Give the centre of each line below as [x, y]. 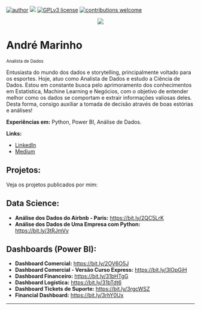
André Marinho [44, 45]
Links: [14, 133]
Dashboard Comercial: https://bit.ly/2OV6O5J [72, 263]
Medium [25, 151]
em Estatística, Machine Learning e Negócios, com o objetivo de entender [97, 91]
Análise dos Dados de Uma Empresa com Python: [77, 224]
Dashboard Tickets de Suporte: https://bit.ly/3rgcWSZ [82, 289]
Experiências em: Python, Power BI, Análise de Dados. [74, 122]
